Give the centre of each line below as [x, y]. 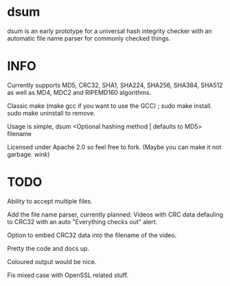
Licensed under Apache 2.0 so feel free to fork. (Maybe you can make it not [114, 147]
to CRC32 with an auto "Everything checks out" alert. [82, 221]
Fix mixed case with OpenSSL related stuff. [68, 275]
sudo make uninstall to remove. [51, 113]
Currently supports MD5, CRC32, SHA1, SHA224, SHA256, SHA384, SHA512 [115, 85]
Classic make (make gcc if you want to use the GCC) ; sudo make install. [110, 106]
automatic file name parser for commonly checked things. [89, 38]
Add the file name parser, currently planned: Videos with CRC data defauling [115, 214]
